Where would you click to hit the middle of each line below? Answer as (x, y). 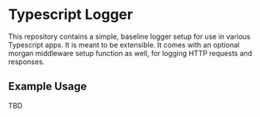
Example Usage (48, 87)
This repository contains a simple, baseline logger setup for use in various (129, 36)
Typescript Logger (71, 15)
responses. (27, 62)
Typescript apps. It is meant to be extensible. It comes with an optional (124, 44)
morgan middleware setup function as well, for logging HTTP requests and (130, 53)
